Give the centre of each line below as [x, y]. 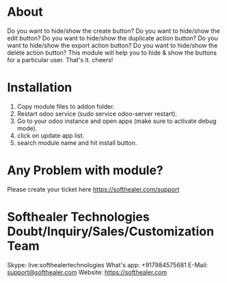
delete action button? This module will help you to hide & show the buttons [112, 53]
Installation [40, 88]
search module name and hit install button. [77, 143]
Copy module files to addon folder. [66, 106]
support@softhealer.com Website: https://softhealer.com [87, 272]
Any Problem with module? [85, 171]
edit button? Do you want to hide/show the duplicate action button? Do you [112, 38]
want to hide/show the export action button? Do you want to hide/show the [112, 45]
